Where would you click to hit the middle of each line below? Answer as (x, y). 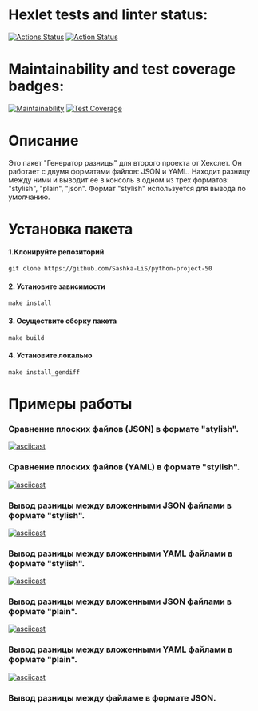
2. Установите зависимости (57, 286)
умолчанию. (29, 197)
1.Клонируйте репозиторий (56, 252)
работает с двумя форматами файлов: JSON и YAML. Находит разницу (129, 171)
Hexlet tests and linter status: (108, 15)
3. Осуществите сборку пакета (63, 321)
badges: (36, 86)
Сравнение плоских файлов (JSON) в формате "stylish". (124, 429)
